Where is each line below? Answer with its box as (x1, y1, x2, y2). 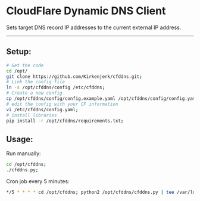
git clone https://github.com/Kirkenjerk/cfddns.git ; (6, 73, 143, 80)
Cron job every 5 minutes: (6, 177, 70, 185)
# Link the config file (6, 79, 65, 85)
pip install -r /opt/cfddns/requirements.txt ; (6, 118, 124, 124)
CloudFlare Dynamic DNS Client (6, 4, 166, 18)
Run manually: (6, 150, 41, 157)
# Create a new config (6, 90, 62, 96)
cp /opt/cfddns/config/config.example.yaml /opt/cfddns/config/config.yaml (6, 96, 198, 102)
